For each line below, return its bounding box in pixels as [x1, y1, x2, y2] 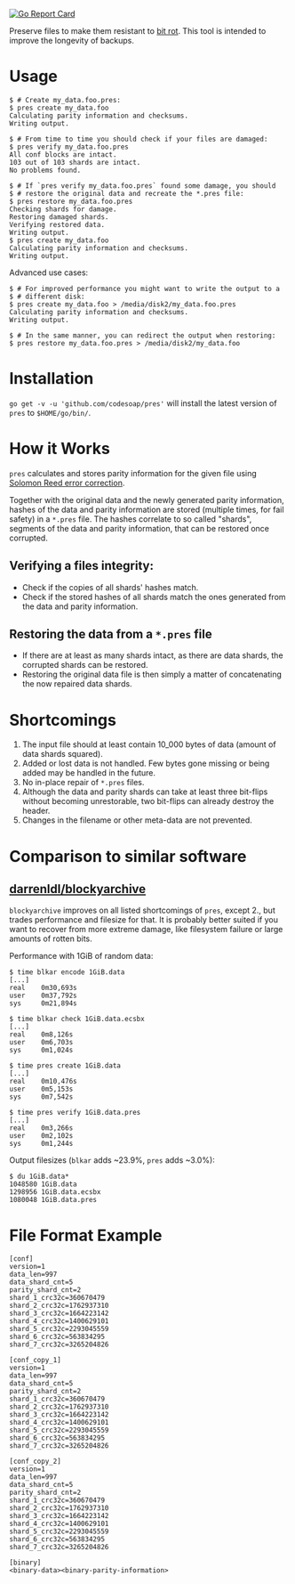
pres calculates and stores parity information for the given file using [9, 467, 258, 478]
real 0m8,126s [9, 1030, 74, 1039]
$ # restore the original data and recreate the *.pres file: [9, 189, 244, 198]
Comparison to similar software [9, 846, 247, 866]
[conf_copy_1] [9, 1356, 62, 1365]
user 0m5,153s [9, 1084, 74, 1094]
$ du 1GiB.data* [9, 1172, 69, 1182]
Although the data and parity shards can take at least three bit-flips [21, 786, 268, 797]
